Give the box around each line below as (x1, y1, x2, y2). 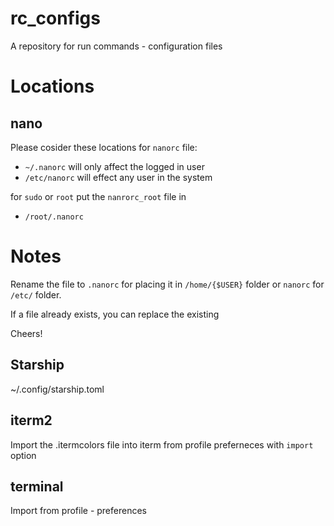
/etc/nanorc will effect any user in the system (24, 171, 213, 183)
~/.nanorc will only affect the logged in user (24, 160, 205, 172)
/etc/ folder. (10, 288, 62, 301)
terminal (10, 478, 64, 495)
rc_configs (10, 7, 101, 30)
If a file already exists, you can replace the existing (10, 308, 220, 320)
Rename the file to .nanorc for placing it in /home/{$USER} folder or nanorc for (10, 278, 325, 290)
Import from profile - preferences (10, 505, 147, 517)
